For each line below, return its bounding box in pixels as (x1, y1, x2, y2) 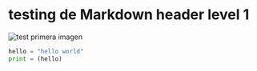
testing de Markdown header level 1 (8, 6, 250, 24)
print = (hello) (8, 54, 62, 63)
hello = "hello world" (8, 47, 84, 55)
